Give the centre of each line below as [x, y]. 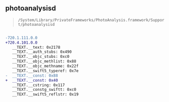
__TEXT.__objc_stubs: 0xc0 [41, 57]
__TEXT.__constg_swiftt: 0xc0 [44, 90]
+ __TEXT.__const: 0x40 [32, 80]
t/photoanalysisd [36, 24]
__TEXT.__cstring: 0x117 [39, 85]
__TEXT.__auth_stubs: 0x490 [42, 52]
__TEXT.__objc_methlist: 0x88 [44, 61]
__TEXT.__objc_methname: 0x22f [45, 66]
